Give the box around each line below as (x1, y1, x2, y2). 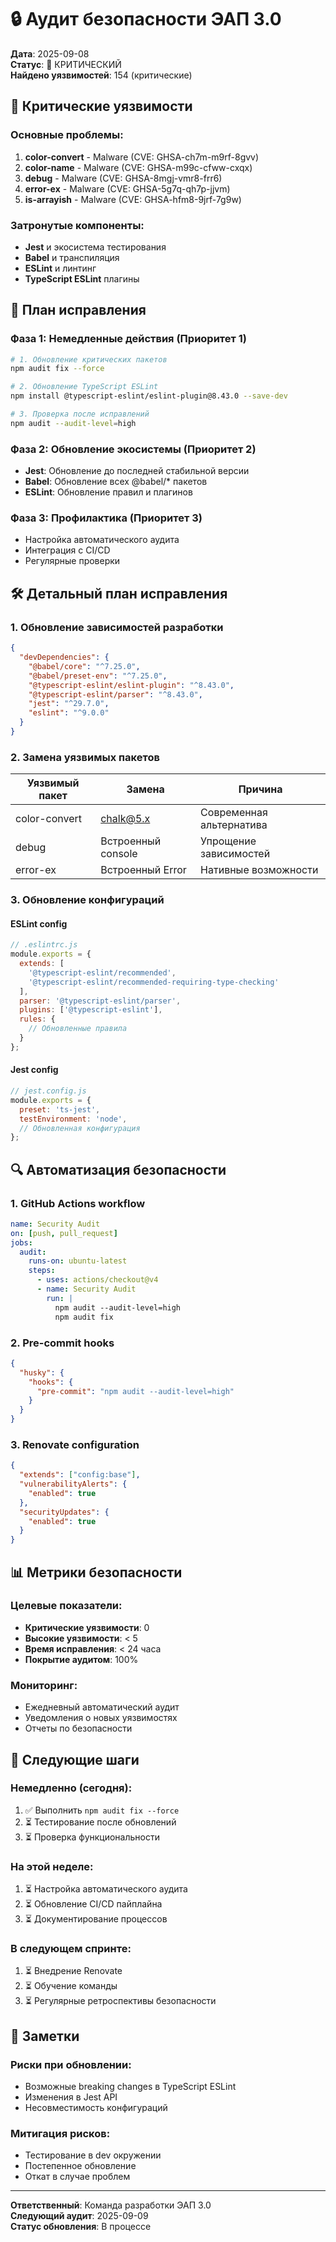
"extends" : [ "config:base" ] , (19, 1470, 141, 1480)
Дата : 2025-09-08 (10, 47, 90, 60)
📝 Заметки (10, 2027, 80, 2045)
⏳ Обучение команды (24, 1980, 118, 1992)
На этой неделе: (10, 1859, 94, 1873)
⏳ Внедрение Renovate (24, 1965, 123, 1977)
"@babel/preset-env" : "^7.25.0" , (28, 671, 168, 681)
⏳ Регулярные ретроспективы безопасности (24, 1995, 217, 2007)
